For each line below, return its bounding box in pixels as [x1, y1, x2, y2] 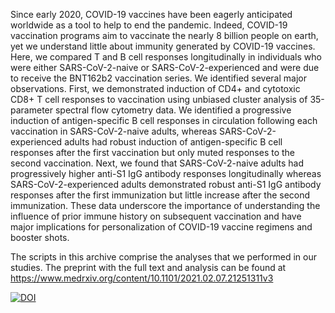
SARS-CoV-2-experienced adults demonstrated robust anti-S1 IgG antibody [10, 179, 322, 190]
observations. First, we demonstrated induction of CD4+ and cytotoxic [10, 83, 301, 94]
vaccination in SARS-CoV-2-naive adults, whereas [10, 125, 218, 137]
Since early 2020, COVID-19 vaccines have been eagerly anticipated [10, 9, 293, 20]
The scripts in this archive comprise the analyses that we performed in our [10, 251, 317, 263]
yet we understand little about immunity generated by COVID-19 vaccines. [10, 40, 316, 52]
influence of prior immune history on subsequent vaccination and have [10, 210, 302, 222]
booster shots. [10, 232, 70, 243]
